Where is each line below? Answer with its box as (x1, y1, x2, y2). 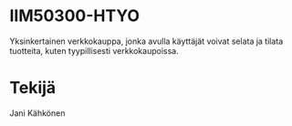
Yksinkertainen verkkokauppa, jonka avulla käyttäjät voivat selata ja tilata (9, 36, 284, 47)
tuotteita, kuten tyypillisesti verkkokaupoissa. (9, 45, 180, 56)
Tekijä (9, 78, 57, 99)
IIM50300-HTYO (9, 5, 140, 26)
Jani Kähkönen (9, 107, 66, 119)
